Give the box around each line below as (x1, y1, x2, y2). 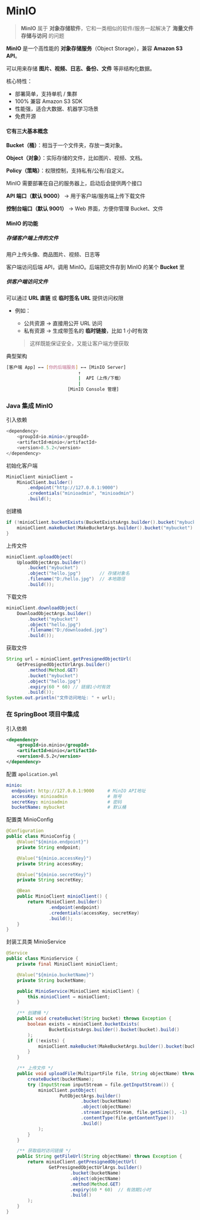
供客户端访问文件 (6, 278, 48, 285)
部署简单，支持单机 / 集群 (14, 90, 77, 97)
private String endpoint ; (17, 845, 82, 850)
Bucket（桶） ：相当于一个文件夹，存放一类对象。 (6, 142, 126, 149)
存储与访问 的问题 (20, 32, 64, 39)
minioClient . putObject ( (37, 1087, 97, 1093)
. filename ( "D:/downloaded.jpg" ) (27, 627, 108, 633)
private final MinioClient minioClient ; (17, 961, 118, 967)
